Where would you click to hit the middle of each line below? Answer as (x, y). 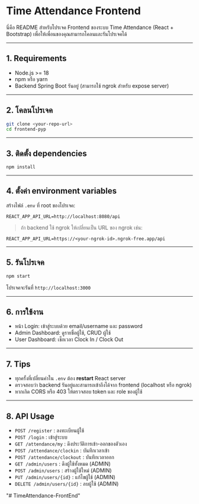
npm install (21, 167)
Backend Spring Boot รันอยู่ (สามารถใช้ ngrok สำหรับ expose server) (92, 86)
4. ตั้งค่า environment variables (62, 191)
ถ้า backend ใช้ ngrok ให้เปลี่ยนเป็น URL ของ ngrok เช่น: (82, 227)
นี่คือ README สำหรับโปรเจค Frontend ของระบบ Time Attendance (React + (90, 27)
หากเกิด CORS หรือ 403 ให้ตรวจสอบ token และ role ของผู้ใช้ (78, 391)
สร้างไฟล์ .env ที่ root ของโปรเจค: (41, 205)
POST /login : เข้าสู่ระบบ (41, 437)
